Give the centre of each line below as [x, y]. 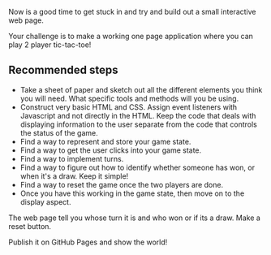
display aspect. [45, 201]
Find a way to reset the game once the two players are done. [122, 184]
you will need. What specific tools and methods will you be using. [129, 98]
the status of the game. [59, 132]
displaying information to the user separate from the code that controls [138, 124]
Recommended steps [63, 70]
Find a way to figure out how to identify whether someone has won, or [138, 167]
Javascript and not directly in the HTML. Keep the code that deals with [138, 115]
